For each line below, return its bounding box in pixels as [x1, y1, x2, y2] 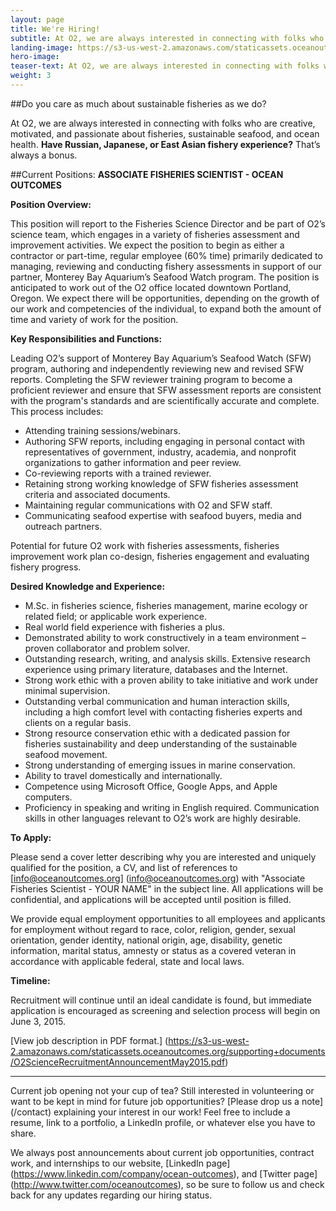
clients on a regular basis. [24, 716, 132, 728]
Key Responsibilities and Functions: [10, 332, 163, 345]
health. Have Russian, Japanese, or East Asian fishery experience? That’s [10, 138, 321, 150]
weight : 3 [10, 71, 52, 81]
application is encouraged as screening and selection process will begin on [10, 1004, 321, 1016]
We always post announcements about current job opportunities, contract [10, 1146, 315, 1158]
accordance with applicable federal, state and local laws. [10, 955, 245, 967]
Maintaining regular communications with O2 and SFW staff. [24, 499, 273, 511]
